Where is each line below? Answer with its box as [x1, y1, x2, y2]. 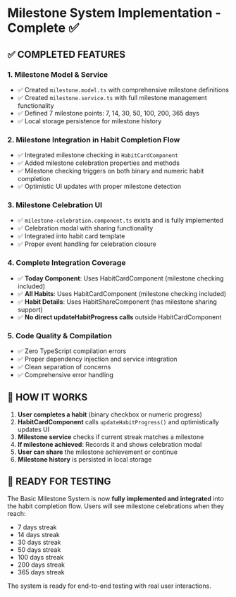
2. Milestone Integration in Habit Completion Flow [7, 135, 180, 144]
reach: [7, 509, 26, 517]
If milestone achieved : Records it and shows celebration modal [17, 440, 202, 448]
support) [17, 305, 44, 314]
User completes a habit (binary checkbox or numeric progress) [17, 410, 203, 419]
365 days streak [17, 567, 65, 576]
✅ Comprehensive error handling [17, 371, 114, 379]
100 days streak [17, 553, 64, 561]
